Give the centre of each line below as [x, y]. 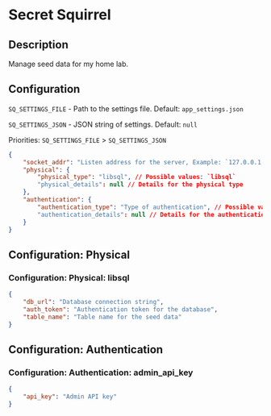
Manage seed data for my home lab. [69, 64]
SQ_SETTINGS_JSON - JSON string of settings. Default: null [103, 124]
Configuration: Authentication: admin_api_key [101, 372]
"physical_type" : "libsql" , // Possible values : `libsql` [137, 177]
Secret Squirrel [60, 15]
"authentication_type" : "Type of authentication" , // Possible [146, 207]
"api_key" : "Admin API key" [70, 397]
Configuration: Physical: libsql [69, 277]
